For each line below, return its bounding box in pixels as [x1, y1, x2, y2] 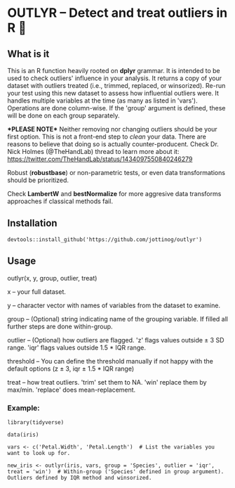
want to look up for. [7, 449, 71, 456]
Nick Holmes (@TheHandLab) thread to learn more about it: [7, 148, 180, 155]
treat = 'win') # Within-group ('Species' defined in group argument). [7, 468, 224, 475]
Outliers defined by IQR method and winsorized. [7, 474, 152, 481]
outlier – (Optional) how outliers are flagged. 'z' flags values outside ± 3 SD [7, 335, 224, 344]
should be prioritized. [7, 176, 69, 184]
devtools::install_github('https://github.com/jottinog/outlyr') [7, 236, 202, 243]
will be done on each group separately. [7, 111, 120, 120]
